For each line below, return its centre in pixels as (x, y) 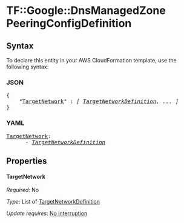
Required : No (23, 190)
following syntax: (28, 67)
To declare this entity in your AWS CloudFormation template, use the (91, 60)
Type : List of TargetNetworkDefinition (53, 202)
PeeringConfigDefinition (69, 23)
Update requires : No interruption (47, 213)
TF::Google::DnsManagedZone (86, 11)
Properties (27, 161)
